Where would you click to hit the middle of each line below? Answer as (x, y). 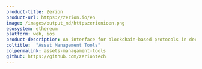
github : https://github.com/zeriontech (56, 56)
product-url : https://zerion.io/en (51, 17)
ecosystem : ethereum (32, 28)
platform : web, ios (31, 34)
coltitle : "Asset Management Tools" (54, 46)
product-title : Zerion (35, 12)
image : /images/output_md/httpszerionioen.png (66, 23)
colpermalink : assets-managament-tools (56, 51)
